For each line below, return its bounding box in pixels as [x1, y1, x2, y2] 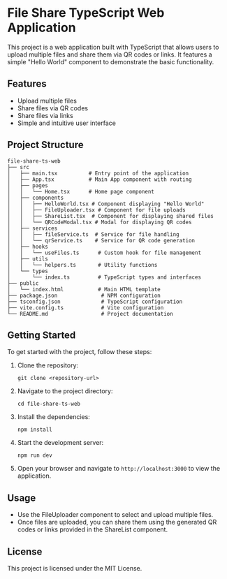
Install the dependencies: [17, 413, 91, 421]
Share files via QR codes [17, 103, 89, 112]
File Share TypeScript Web [7, 5, 165, 21]
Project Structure [7, 139, 84, 151]
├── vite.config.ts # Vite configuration [7, 304, 164, 312]
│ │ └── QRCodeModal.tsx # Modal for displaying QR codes [7, 219, 192, 226]
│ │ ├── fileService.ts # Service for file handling [7, 230, 180, 238]
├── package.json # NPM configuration [7, 292, 161, 299]
